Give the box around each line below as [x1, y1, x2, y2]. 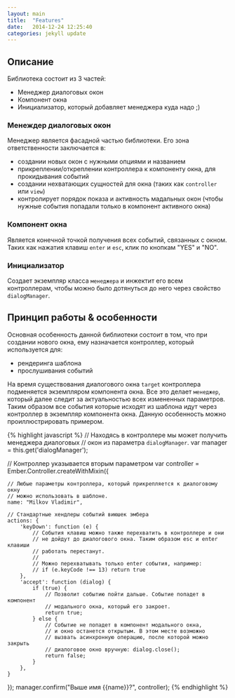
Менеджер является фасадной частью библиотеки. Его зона [7, 136, 189, 145]
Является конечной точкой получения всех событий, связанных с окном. [7, 236, 227, 244]
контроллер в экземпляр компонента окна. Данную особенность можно [7, 410, 227, 418]
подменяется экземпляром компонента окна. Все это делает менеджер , [7, 387, 221, 396]
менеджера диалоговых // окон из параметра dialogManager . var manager [7, 438, 228, 446]
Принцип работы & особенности [7, 311, 158, 323]
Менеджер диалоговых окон [17, 88, 104, 97]
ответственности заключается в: [7, 144, 107, 152]
